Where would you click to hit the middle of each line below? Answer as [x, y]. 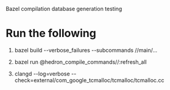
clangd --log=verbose [42, 74]
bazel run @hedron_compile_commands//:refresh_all [80, 62]
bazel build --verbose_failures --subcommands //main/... [86, 50]
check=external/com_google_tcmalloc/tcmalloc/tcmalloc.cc [89, 80]
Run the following [51, 33]
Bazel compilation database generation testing [64, 9]
